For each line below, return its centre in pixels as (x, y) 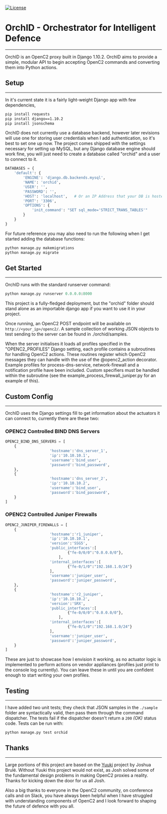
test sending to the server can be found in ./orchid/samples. (67, 334)
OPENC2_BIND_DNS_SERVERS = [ (35, 442)
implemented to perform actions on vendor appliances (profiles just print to (82, 665)
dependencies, (20, 105)
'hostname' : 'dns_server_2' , (79, 479)
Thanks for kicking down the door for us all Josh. (55, 780)
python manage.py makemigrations (40, 248)
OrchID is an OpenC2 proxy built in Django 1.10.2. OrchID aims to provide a (81, 57)
